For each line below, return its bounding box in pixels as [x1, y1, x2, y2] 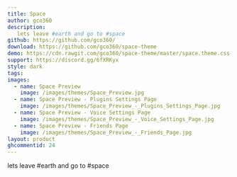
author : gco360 [7, 17, 53, 24]
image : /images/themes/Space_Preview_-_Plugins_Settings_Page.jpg [20, 103, 221, 110]
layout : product [7, 135, 55, 142]
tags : [7, 69, 23, 76]
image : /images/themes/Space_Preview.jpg [20, 89, 144, 96]
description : [7, 23, 46, 30]
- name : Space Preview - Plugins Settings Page [13, 96, 158, 103]
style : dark [7, 63, 43, 70]
